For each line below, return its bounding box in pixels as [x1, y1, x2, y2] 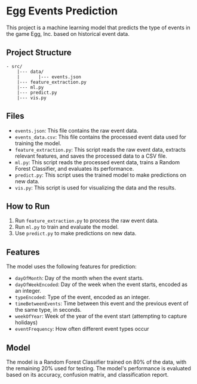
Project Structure [6, 48, 72, 58]
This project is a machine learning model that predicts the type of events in [6, 24, 190, 31]
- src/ [6, 63, 23, 69]
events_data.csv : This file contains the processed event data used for [14, 133, 187, 140]
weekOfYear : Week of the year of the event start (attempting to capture [14, 312, 187, 320]
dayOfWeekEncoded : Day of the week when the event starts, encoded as [14, 281, 188, 288]
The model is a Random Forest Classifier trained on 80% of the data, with [6, 358, 187, 365]
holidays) [14, 319, 38, 326]
